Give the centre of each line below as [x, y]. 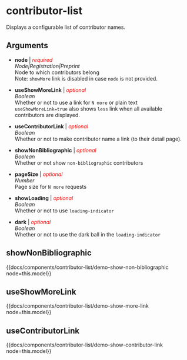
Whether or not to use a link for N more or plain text [76, 102]
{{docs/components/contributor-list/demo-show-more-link [77, 306]
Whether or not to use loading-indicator [64, 211]
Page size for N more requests [51, 186]
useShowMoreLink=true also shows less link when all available [89, 109]
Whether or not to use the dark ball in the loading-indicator [87, 234]
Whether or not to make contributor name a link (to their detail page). [98, 139]
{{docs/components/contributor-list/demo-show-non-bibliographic [87, 267]
